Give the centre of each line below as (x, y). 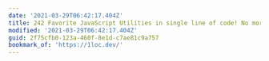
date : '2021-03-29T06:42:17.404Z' (66, 15)
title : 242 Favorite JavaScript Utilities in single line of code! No (128, 23)
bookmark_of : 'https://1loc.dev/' (66, 45)
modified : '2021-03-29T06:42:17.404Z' (73, 30)
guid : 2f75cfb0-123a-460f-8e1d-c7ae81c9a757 (84, 38)
